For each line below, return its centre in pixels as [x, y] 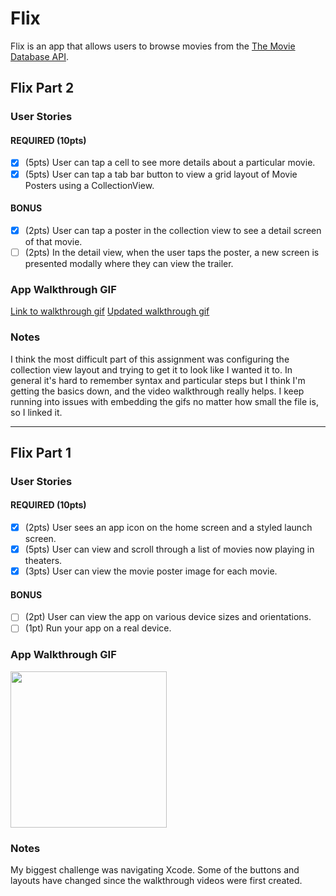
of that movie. [53, 241]
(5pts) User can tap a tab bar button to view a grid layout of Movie [161, 174]
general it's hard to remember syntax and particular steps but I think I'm [158, 380]
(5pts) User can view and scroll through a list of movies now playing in [169, 549]
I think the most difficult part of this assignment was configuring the [150, 359]
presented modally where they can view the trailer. [129, 263]
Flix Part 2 [42, 88]
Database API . [39, 56]
